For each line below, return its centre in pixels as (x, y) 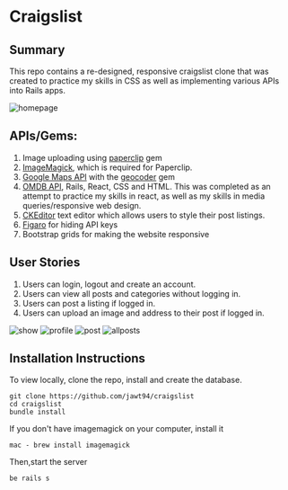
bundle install (38, 412)
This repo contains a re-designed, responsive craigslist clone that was (139, 71)
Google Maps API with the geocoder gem (98, 176)
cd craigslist (36, 405)
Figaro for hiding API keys (70, 224)
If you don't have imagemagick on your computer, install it (117, 429)
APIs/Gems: (44, 136)
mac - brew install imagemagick (70, 445)
